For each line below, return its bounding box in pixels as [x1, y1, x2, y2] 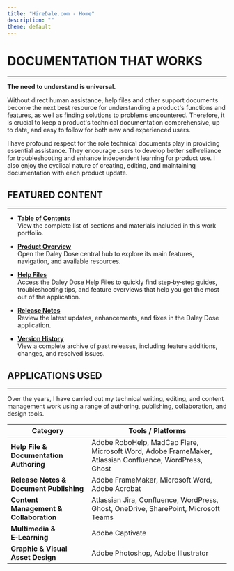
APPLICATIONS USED [7, 370, 102, 382]
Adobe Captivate [91, 528, 147, 538]
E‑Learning [10, 532, 49, 542]
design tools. [7, 409, 45, 418]
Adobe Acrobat [91, 483, 141, 493]
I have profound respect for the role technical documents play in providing [7, 139, 221, 148]
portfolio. [17, 229, 44, 237]
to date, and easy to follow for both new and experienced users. [7, 126, 192, 134]
